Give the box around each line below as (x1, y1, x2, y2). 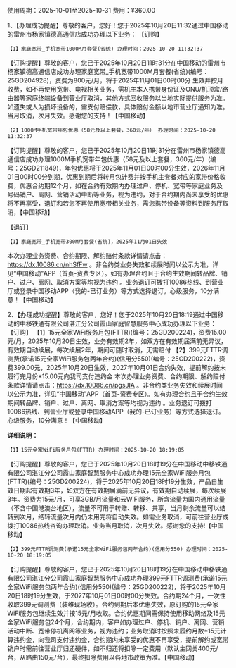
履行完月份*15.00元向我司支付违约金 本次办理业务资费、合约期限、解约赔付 (7, 372, 225, 381)
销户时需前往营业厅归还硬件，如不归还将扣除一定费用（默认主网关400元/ (7, 644, 218, 652)
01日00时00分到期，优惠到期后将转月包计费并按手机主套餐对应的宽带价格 (7, 173, 220, 181)
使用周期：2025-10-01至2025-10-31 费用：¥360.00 (7, 6, 156, 14)
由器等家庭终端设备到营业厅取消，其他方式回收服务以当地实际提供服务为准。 (7, 94, 229, 102)
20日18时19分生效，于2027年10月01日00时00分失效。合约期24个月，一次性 (7, 591, 226, 600)
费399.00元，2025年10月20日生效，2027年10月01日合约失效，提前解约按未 (7, 364, 226, 371)
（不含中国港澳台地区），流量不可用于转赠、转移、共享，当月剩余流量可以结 (7, 504, 226, 512)
